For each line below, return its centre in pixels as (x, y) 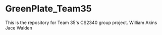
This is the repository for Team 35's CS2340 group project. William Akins (81, 22)
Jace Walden (19, 27)
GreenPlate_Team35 (48, 9)
